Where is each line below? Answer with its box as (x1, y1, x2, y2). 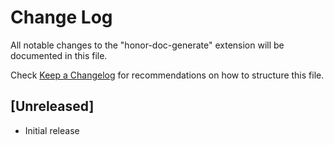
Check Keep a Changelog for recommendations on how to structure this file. (10, 69, 325, 81)
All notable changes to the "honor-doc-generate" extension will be (10, 39, 285, 51)
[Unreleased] (10, 98, 95, 115)
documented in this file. (10, 49, 108, 61)
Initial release (24, 124, 80, 136)
